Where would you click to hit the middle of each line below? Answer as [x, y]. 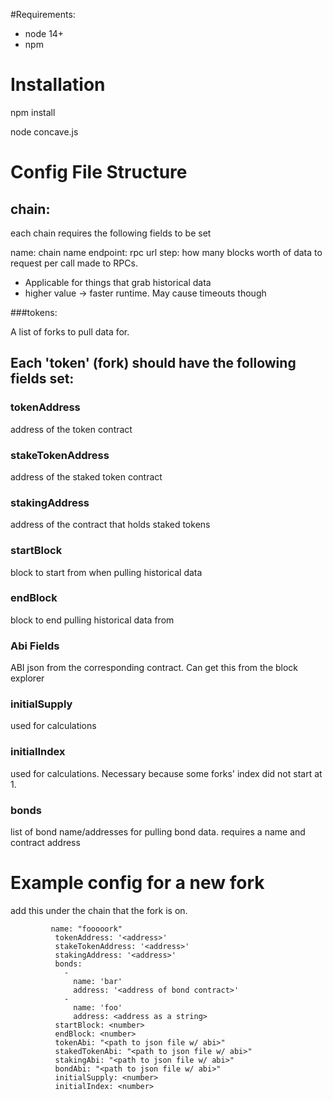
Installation [58, 85]
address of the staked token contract [86, 476]
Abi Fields [35, 646]
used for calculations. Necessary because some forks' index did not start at [166, 773]
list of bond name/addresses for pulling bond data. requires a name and [158, 832]
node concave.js [44, 131]
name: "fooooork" [86, 929]
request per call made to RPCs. [74, 263]
